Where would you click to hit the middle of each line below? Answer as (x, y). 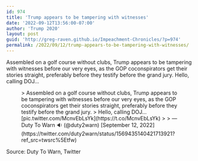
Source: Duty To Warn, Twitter (43, 151)
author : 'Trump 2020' (33, 28)
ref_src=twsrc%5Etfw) (49, 140)
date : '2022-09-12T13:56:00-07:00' (51, 23)
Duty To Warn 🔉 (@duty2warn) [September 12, (80, 125)
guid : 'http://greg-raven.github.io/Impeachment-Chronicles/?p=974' (94, 40)
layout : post (22, 34)
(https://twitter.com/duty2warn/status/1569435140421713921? (98, 133)
